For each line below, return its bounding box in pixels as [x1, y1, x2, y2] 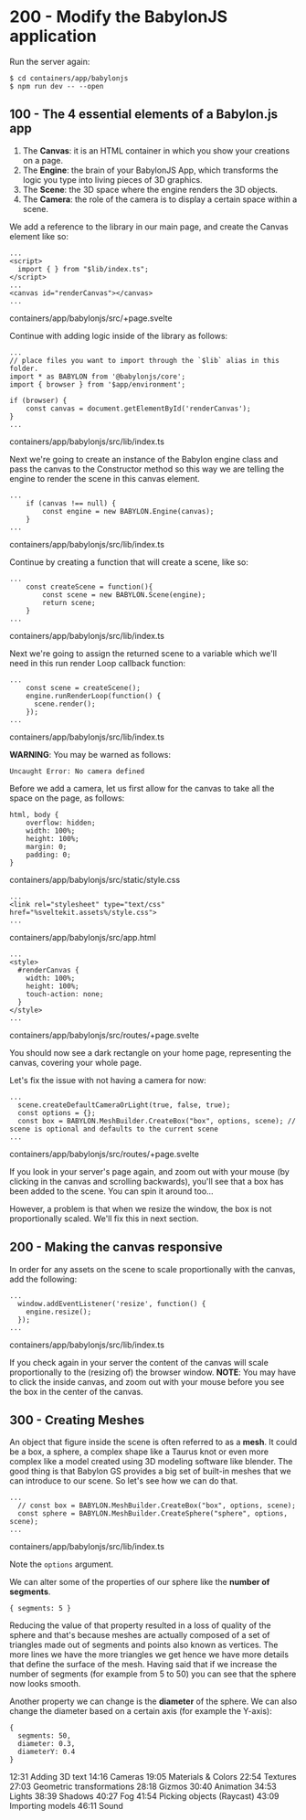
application [9, 26, 98, 47]
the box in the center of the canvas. [9, 1386, 143, 1397]
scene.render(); [33, 699, 96, 708]
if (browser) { [9, 396, 68, 405]
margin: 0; [26, 842, 68, 851]
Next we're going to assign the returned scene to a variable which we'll [9, 647, 277, 659]
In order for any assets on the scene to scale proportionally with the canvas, [9, 1263, 296, 1274]
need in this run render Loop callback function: [9, 657, 186, 668]
